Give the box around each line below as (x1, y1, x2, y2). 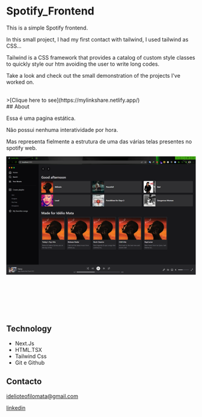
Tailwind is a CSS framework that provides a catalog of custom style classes (6, 54, 195, 61)
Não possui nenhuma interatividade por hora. (6, 126, 118, 133)
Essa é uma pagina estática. (6, 114, 76, 122)
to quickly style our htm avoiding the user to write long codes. (6, 60, 160, 67)
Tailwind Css (14, 353, 47, 360)
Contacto (6, 377, 42, 387)
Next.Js (14, 339, 35, 347)
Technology (6, 324, 52, 334)
